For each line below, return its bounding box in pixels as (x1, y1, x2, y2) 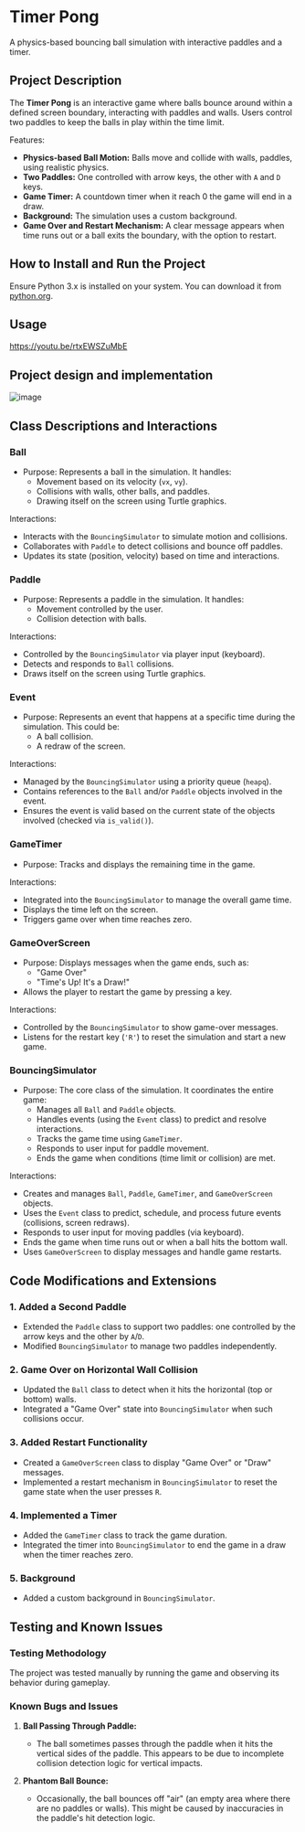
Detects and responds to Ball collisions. (22, 658, 174, 669)
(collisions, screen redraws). (22, 1218, 130, 1229)
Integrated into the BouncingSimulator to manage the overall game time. (22, 894, 292, 905)
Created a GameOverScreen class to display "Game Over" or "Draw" (22, 1456, 272, 1468)
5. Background (9, 1571, 76, 1584)
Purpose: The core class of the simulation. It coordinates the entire (22, 1085, 274, 1096)
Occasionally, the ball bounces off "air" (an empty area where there (36, 1794, 290, 1805)
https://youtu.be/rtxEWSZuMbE (9, 341, 128, 352)
